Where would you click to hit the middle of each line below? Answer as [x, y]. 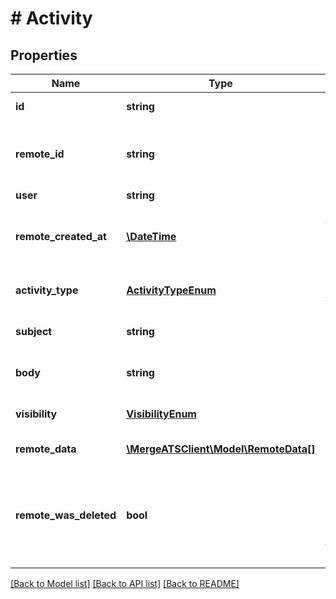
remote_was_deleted [66, 515]
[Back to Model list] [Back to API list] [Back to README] [125, 583]
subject [34, 331]
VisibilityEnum [161, 414]
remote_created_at [61, 236]
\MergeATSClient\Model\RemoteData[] [221, 449]
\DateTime [151, 236]
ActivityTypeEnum [171, 290]
